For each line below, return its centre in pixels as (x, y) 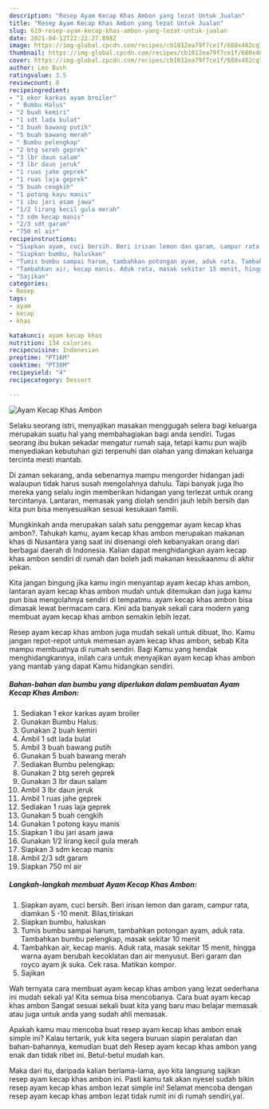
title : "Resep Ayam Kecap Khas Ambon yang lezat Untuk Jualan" (117, 23)
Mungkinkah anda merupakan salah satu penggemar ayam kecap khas (125, 524)
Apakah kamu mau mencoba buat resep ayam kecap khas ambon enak (126, 1029)
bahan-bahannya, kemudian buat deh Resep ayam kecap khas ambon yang (133, 1047)
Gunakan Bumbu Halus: (59, 721)
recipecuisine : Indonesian (54, 350)
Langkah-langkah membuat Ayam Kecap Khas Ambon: (103, 885)
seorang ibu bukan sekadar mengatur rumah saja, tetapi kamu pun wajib (128, 442)
